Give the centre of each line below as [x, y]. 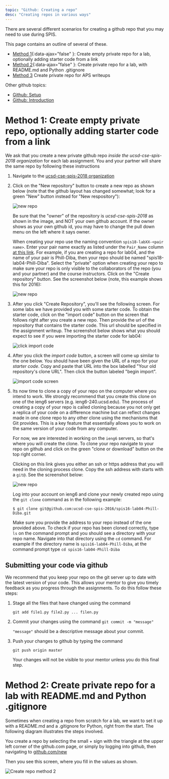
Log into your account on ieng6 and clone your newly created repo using [88, 494]
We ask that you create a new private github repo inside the [67, 155]
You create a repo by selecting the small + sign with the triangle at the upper [84, 741]
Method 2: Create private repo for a [80, 685]
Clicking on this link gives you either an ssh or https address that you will [88, 464]
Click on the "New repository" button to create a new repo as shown [83, 186]
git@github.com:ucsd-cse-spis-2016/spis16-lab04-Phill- [99, 509]
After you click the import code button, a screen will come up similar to [86, 356]
